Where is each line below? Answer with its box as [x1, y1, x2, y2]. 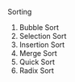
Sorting [7, 7, 32, 16]
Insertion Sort [19, 40, 65, 50]
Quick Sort [19, 57, 56, 67]
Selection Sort [19, 32, 67, 41]
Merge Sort [19, 49, 57, 58]
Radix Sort [19, 66, 54, 76]
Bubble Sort [19, 23, 60, 32]
